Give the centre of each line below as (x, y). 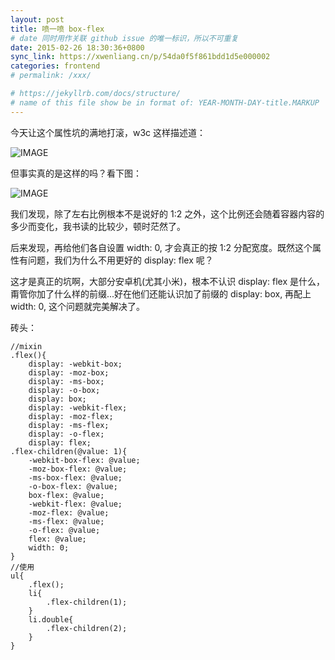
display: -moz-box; (69, 372)
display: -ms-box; (66, 381)
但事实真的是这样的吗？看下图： (76, 173)
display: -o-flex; (66, 434)
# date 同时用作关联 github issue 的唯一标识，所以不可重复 (124, 38)
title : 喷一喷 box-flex (57, 29)
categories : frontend (55, 66)
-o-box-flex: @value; (73, 486)
